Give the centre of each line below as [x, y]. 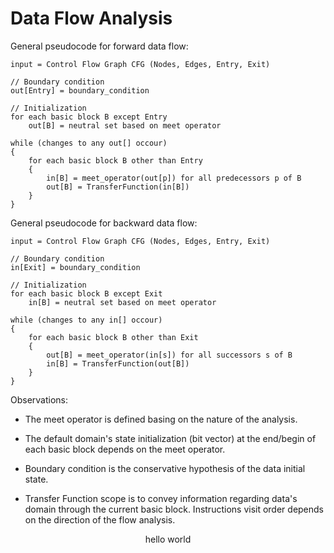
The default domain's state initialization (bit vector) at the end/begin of [170, 438]
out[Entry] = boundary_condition [80, 90]
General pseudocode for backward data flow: [104, 223]
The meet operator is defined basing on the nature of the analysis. [161, 419]
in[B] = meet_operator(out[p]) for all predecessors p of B [174, 178]
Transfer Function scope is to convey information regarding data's [161, 498]
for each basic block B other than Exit [113, 337]
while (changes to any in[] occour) [86, 320]
